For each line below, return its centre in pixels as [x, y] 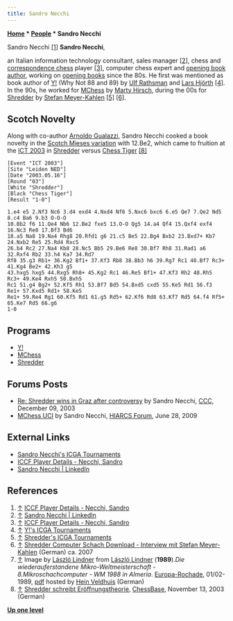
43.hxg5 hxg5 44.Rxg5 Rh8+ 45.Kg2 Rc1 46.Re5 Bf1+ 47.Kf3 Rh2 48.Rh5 [110, 273]
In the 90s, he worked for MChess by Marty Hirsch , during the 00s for [107, 90]
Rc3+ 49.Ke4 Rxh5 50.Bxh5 [44, 279]
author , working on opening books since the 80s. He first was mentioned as [115, 75]
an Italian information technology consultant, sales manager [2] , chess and [114, 61]
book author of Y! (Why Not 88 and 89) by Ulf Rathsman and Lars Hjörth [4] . [116, 82]
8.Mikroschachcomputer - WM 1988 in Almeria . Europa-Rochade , [111, 574]
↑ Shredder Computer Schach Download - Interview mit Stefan [107, 545]
